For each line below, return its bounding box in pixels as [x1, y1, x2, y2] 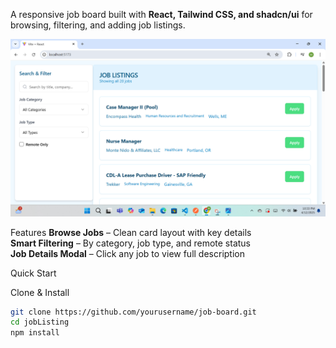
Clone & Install [10, 286, 70, 298]
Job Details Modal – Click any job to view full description [10, 247, 245, 259]
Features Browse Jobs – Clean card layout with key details [10, 226, 252, 238]
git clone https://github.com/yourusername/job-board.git [10, 307, 257, 317]
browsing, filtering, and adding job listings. [10, 19, 186, 31]
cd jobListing [10, 317, 70, 328]
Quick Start [10, 267, 57, 279]
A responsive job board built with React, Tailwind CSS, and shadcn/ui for [10, 9, 313, 20]
